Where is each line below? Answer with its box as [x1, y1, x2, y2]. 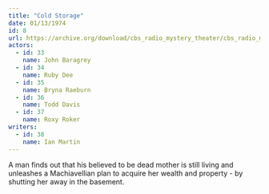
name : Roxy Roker [22, 116, 81, 124]
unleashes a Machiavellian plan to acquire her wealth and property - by [8, 168, 243, 178]
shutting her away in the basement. [8, 176, 125, 186]
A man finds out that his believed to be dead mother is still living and [8, 160, 234, 169]
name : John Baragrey [22, 57, 91, 65]
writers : [8, 123, 38, 131]
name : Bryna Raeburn [22, 85, 91, 94]
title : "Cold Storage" [8, 11, 84, 20]
